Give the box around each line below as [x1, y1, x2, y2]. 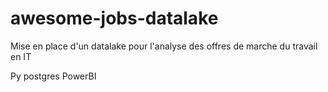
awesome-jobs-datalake [10, 7, 219, 30]
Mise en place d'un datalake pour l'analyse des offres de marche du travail [10, 40, 318, 52]
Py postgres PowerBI [10, 70, 97, 82]
